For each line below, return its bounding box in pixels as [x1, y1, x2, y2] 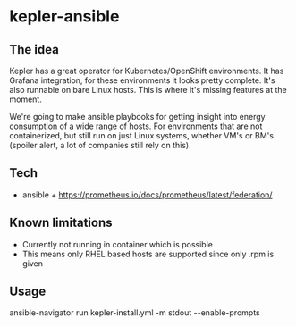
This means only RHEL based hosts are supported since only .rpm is [21, 248, 275, 259]
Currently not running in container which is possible [21, 239, 213, 249]
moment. [9, 94, 42, 105]
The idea [9, 42, 60, 57]
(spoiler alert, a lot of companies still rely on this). [9, 140, 191, 150]
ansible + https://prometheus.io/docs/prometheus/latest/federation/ [21, 189, 273, 200]
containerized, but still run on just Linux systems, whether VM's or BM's [9, 130, 275, 140]
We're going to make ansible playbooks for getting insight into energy [9, 112, 266, 122]
